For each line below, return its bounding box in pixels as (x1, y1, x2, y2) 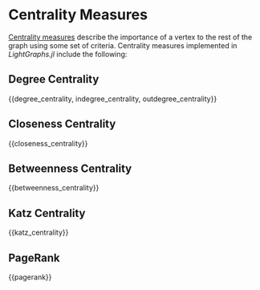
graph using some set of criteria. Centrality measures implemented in (8, 40, 238, 50)
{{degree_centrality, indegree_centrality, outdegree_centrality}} (8, 94, 217, 104)
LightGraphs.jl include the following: (8, 49, 128, 59)
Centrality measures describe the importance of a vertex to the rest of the (8, 32, 253, 42)
